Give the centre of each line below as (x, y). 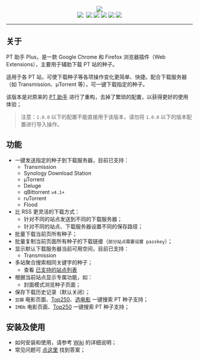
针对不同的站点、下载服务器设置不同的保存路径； (83, 226)
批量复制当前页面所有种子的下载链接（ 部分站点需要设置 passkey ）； (94, 241)
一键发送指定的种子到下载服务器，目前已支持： (72, 160)
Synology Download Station (57, 173)
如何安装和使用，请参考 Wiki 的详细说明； (65, 342)
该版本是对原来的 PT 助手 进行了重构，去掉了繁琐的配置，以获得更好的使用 (97, 97)
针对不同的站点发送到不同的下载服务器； (73, 219)
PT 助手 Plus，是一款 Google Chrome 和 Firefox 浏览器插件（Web (86, 57)
